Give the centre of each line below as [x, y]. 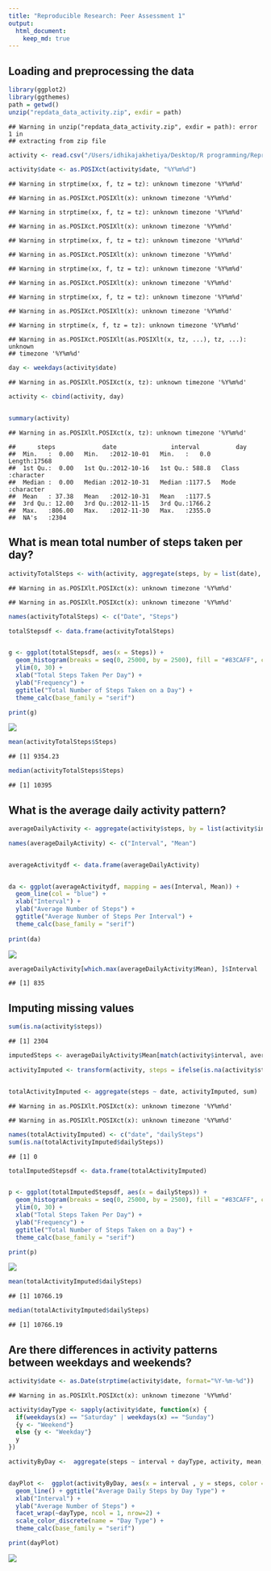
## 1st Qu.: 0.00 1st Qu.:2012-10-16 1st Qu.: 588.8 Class [124, 468]
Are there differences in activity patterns [113, 1350]
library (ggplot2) [38, 90]
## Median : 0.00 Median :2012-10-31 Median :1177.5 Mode [122, 482]
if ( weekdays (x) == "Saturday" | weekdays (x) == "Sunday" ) [115, 1417]
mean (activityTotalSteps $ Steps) [63, 742]
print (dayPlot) [34, 1544]
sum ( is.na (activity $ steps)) [56, 1027]
